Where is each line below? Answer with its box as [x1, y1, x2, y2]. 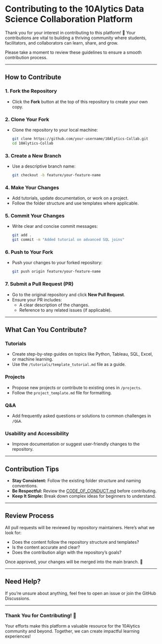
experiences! [5, 633, 31, 639]
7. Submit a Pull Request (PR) [5, 281, 74, 287]
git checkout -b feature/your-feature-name [12, 173, 101, 177]
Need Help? [5, 578, 41, 586]
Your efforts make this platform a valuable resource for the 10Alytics [5, 623, 140, 628]
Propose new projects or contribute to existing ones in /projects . [12, 384, 142, 391]
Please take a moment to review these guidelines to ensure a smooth [5, 49, 142, 55]
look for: [5, 530, 22, 535]
